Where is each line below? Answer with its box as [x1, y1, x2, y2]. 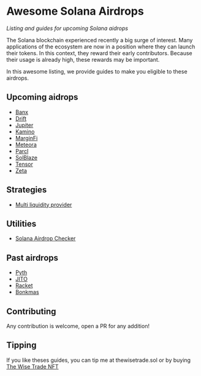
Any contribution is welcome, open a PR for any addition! [6, 323, 150, 329]
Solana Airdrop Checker [15, 235, 76, 243]
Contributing [6, 306, 56, 317]
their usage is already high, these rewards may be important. [6, 56, 160, 63]
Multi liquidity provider [15, 201, 72, 208]
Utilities [6, 219, 37, 229]
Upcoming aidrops [6, 92, 78, 102]
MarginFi [15, 134, 38, 141]
